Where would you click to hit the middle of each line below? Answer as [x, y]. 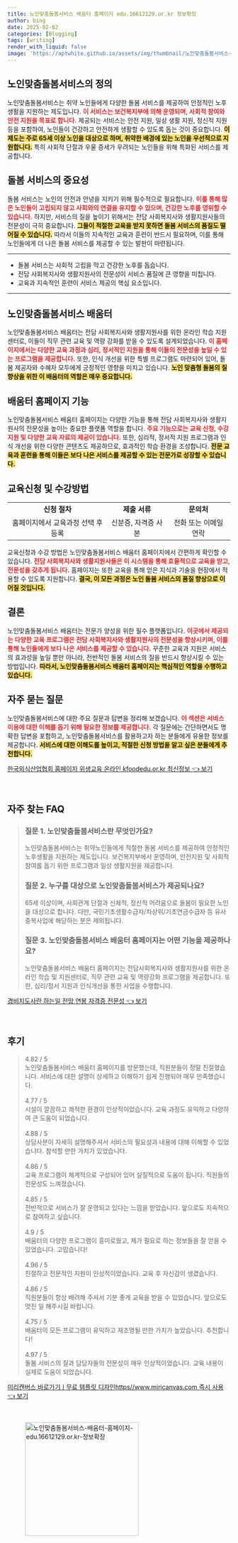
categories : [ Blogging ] [42, 34]
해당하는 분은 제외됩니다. [90, 920]
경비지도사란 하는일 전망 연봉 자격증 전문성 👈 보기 [77, 1001]
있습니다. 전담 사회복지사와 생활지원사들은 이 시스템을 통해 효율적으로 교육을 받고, [119, 561]
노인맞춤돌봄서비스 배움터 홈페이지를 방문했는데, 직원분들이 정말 [113, 1067]
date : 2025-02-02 [33, 27]
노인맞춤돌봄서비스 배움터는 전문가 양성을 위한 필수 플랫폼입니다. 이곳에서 [109, 631]
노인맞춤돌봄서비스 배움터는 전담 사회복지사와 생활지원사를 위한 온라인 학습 [110, 332]
